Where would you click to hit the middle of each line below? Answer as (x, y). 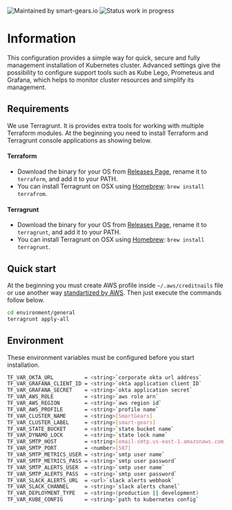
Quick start (32, 269)
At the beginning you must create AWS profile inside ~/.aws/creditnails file (115, 285)
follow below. (26, 300)
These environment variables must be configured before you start (101, 357)
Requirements (38, 109)
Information (41, 39)
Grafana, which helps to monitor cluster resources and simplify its (101, 80)
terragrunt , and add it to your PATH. (69, 233)
